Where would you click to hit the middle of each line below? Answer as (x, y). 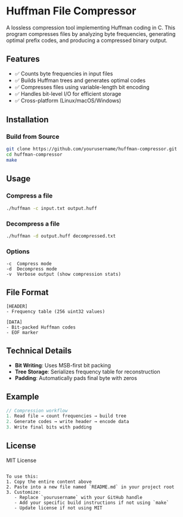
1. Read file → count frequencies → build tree (66, 416)
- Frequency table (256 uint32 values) (56, 311)
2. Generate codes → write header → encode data (68, 422)
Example (23, 397)
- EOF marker (22, 332)
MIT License (21, 460)
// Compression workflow (37, 410)
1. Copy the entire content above (49, 482)
